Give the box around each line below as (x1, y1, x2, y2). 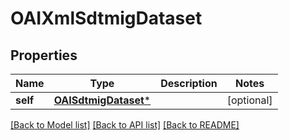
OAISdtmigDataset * (53, 93, 152, 107)
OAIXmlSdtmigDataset (10, 7, 203, 30)
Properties (10, 47, 78, 64)
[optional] (226, 93, 273, 107)
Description (160, 77, 218, 90)
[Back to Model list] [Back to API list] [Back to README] (10, 119, 240, 131)
